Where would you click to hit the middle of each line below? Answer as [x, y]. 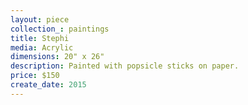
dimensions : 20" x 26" [57, 57]
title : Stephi [40, 38]
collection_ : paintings [60, 29]
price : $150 [35, 76]
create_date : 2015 [48, 85]
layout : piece [40, 19]
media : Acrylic [42, 47]
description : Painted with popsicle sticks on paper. [125, 66]
